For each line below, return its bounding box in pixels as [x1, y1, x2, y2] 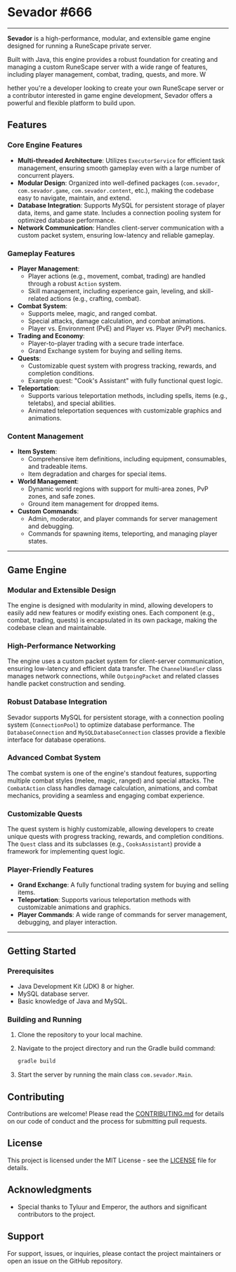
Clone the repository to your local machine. [17, 1031, 143, 1039]
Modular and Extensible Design [7, 585, 117, 595]
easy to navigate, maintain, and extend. [17, 193, 131, 202]
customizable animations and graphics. [17, 903, 131, 911]
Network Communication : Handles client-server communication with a [17, 223, 225, 232]
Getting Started [7, 945, 77, 957]
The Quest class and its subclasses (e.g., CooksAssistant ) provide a [7, 840, 202, 848]
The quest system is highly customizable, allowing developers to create [7, 825, 214, 833]
